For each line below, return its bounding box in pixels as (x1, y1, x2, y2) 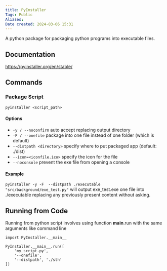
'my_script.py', (14, 248, 49, 253)
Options (5, 115, 23, 122)
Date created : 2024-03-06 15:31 (5, 21, 73, 27)
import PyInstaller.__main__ (5, 235, 67, 240)
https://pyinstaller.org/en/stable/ (5, 64, 73, 70)
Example (5, 171, 24, 177)
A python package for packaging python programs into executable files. (5, 35, 155, 42)
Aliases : (5, 17, 24, 22)
